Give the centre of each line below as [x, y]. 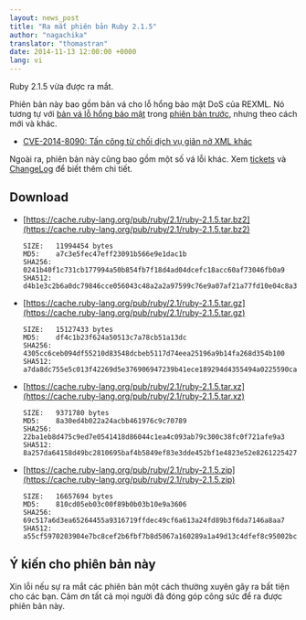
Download [39, 198]
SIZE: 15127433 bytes [68, 329]
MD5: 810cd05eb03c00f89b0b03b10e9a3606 [105, 504]
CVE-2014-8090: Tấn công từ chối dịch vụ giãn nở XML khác [137, 141]
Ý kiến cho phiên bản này [83, 565]
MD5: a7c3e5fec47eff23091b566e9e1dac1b [105, 254]
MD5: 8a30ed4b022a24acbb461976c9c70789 [105, 421]
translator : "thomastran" [58, 43]
